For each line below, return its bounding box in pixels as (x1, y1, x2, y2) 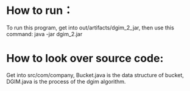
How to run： (6, 4, 74, 17)
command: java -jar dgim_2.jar (6, 30, 83, 37)
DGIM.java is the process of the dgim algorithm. (6, 78, 126, 85)
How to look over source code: (6, 52, 164, 65)
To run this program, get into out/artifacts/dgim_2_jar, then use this (6, 24, 175, 31)
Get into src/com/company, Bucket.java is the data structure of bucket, (6, 71, 185, 78)
